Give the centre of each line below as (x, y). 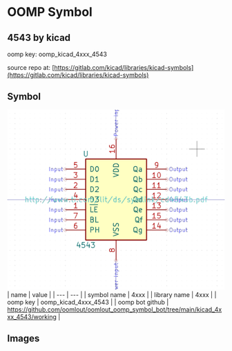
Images (23, 339)
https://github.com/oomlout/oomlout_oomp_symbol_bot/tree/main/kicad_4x (115, 309)
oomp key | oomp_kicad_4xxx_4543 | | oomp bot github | (88, 302)
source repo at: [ (31, 67)
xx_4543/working (32, 316)
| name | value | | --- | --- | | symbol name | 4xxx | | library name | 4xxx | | (112, 294)
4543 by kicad (39, 38)
